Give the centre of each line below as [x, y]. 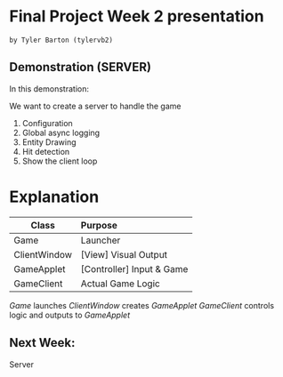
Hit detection [46, 151]
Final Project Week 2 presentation [137, 16]
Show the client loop [60, 161]
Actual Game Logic [120, 284]
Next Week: [42, 343]
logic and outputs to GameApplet [70, 315]
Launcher [101, 240]
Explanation [54, 197]
